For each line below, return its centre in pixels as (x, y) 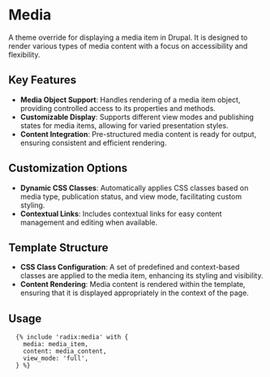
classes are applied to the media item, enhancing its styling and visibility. (141, 276)
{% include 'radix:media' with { (72, 337)
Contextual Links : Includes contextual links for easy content (121, 213)
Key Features (43, 80)
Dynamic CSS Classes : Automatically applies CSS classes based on (134, 187)
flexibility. (24, 54)
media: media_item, (56, 345)
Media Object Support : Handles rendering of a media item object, (130, 100)
